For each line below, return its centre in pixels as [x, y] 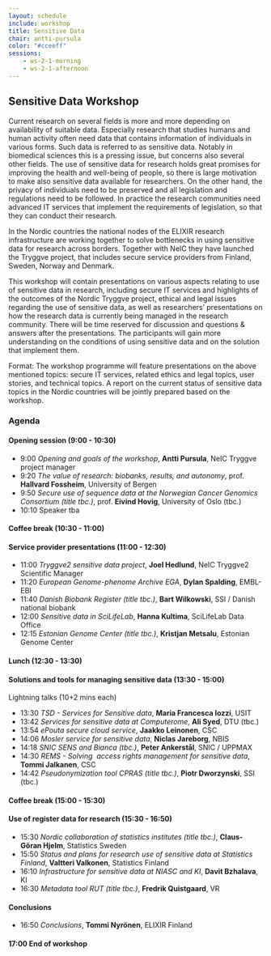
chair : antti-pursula [45, 38]
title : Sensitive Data [47, 31]
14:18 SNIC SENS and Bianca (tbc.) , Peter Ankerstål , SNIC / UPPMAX [136, 748]
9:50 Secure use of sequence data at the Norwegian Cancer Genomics [139, 493]
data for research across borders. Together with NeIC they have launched [131, 249]
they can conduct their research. [63, 215]
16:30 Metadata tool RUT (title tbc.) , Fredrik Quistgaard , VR [120, 889]
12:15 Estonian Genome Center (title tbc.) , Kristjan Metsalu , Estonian [135, 634]
